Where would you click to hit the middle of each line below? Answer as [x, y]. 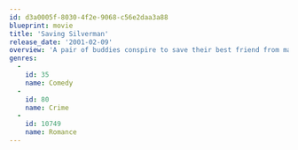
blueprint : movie [41, 26]
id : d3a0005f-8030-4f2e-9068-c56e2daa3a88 [89, 17]
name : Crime [47, 108]
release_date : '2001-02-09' [61, 42]
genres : [24, 58]
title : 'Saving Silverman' [59, 34]
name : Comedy [49, 83]
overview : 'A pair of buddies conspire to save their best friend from [144, 50]
